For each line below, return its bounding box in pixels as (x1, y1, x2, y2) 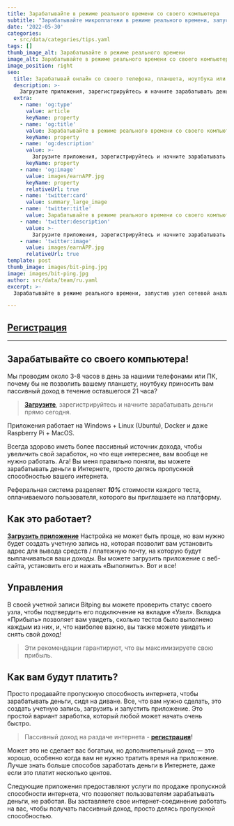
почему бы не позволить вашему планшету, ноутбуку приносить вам (7, 379, 214, 388)
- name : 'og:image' (19, 166, 77, 173)
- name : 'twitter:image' (19, 238, 92, 245)
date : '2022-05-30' (7, 23, 64, 30)
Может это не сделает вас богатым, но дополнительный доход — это (7, 746, 214, 755)
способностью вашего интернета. (7, 472, 109, 480)
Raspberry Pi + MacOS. (7, 428, 75, 437)
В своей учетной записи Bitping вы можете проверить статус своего (7, 600, 212, 609)
